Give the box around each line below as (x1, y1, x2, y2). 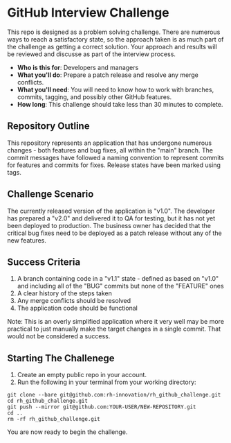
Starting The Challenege (7, 352, 115, 364)
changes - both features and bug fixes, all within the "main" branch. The (7, 146, 213, 154)
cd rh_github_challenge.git (7, 397, 89, 405)
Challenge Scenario (7, 189, 94, 200)
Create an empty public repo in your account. (17, 371, 147, 379)
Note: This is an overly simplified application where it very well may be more (7, 318, 225, 326)
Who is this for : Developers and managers (17, 63, 139, 71)
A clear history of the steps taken (17, 289, 113, 297)
